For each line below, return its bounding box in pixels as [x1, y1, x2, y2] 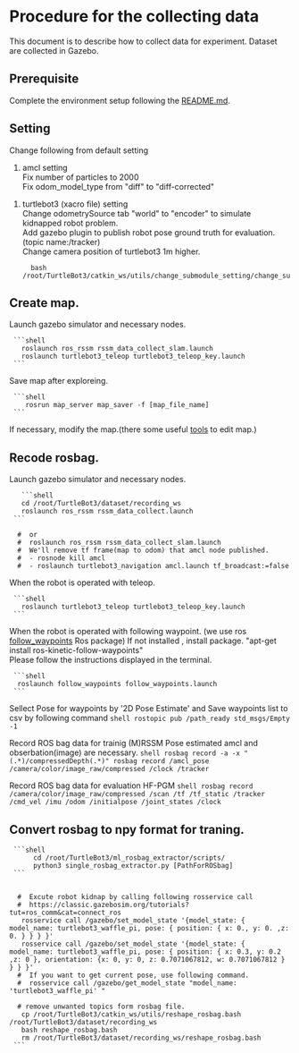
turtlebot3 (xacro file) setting [21, 199, 129, 209]
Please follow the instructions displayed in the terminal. [9, 655, 212, 666]
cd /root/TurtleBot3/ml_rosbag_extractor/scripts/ [32, 853, 226, 862]
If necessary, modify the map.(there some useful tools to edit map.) [9, 424, 257, 435]
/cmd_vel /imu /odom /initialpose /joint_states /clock [9, 798, 221, 807]
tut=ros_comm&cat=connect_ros [9, 908, 122, 917]
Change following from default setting [9, 145, 149, 156]
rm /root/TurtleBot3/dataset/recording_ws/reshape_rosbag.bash [21, 1033, 262, 1042]
